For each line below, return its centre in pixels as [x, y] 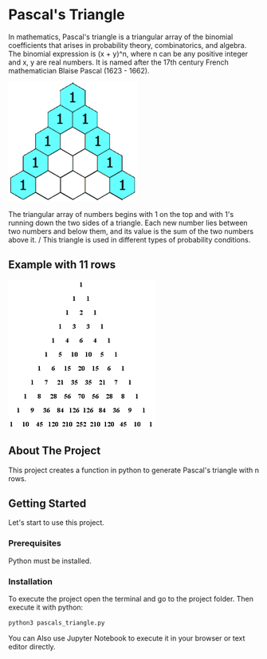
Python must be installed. [50, 561]
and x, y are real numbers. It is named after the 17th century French [118, 62]
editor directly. [32, 646]
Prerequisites [35, 543]
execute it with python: [46, 607]
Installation [31, 582]
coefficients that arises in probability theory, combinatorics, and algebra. [128, 45]
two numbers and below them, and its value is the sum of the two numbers [131, 231]
